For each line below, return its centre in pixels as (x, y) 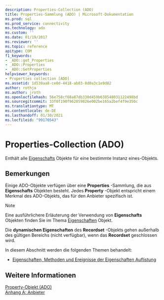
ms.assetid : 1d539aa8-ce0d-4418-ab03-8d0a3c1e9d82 (58, 83)
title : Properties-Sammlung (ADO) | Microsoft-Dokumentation (69, 14)
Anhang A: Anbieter (25, 293)
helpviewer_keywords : (27, 74)
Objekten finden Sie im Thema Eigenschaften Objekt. (59, 220)
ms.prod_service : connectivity (37, 23)
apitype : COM (19, 51)
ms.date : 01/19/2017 (26, 38)
